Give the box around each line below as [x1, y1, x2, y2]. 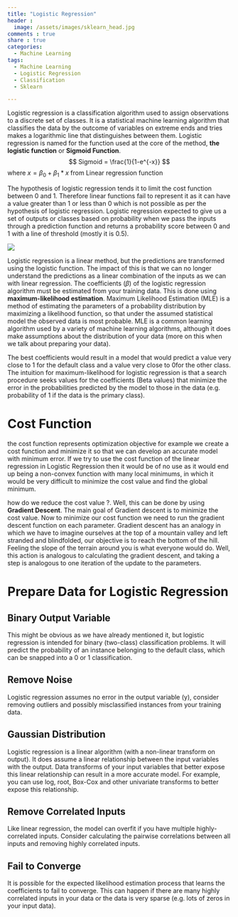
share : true [7, 37, 46, 44]
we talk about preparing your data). [7, 340, 111, 348]
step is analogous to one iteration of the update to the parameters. [7, 558, 202, 567]
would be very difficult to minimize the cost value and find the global [7, 477, 208, 485]
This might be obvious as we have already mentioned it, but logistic [7, 630, 205, 639]
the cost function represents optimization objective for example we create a [7, 439, 229, 447]
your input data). [7, 901, 56, 910]
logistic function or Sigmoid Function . [7, 146, 121, 155]
